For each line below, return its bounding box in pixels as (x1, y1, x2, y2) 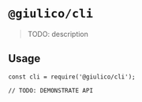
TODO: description (27, 29, 89, 38)
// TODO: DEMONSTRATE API (8, 86, 93, 94)
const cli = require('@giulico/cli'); (8, 73, 136, 81)
